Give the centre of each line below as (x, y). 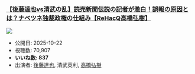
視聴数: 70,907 (32, 51)
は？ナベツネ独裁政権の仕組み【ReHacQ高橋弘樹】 (79, 18)
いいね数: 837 (32, 58)
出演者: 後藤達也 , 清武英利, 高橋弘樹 (58, 65)
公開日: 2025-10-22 (38, 43)
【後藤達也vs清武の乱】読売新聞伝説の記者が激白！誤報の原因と (97, 9)
